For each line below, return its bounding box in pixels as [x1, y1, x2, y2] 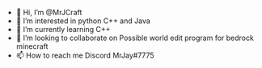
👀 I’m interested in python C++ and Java [15, 16, 151, 26]
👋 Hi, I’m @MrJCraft [15, 8, 82, 17]
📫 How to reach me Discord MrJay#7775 [15, 50, 155, 60]
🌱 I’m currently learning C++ [15, 25, 111, 34]
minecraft [15, 42, 49, 51]
